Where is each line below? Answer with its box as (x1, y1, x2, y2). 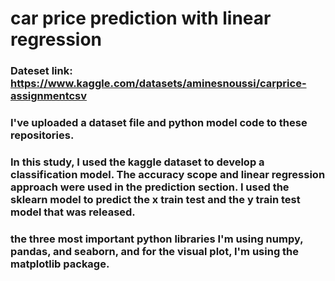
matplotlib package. (10, 257, 110, 271)
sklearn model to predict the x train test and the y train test (10, 192, 301, 206)
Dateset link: (10, 64, 73, 78)
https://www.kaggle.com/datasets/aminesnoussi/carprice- (10, 77, 307, 91)
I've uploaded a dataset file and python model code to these (10, 116, 308, 130)
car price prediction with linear (10, 7, 272, 30)
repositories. (10, 128, 75, 142)
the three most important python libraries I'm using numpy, (10, 232, 304, 246)
